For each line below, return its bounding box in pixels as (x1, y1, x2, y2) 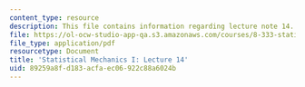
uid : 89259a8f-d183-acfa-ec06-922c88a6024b (9, 64, 177, 73)
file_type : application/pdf (9, 38, 116, 48)
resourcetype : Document (9, 47, 100, 56)
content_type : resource (9, 13, 100, 23)
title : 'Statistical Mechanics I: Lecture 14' (9, 55, 189, 64)
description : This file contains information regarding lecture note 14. (9, 22, 295, 31)
